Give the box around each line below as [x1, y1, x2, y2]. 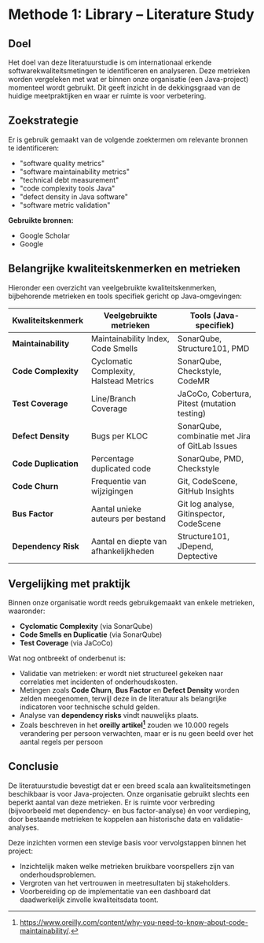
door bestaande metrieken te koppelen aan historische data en [8, 814, 211, 823]
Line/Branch [90, 393, 136, 404]
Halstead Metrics [90, 375, 155, 386]
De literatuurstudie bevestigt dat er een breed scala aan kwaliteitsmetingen [8, 781, 251, 790]
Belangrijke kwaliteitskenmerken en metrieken [8, 262, 241, 276]
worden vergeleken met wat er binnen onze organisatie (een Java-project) [8, 75, 249, 83]
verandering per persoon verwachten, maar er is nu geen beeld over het [19, 729, 254, 738]
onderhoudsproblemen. [19, 870, 97, 879]
